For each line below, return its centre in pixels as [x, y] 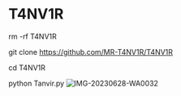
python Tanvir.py [37, 83]
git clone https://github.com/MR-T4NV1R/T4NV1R [90, 52]
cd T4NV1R [27, 67]
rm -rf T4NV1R [32, 36]
